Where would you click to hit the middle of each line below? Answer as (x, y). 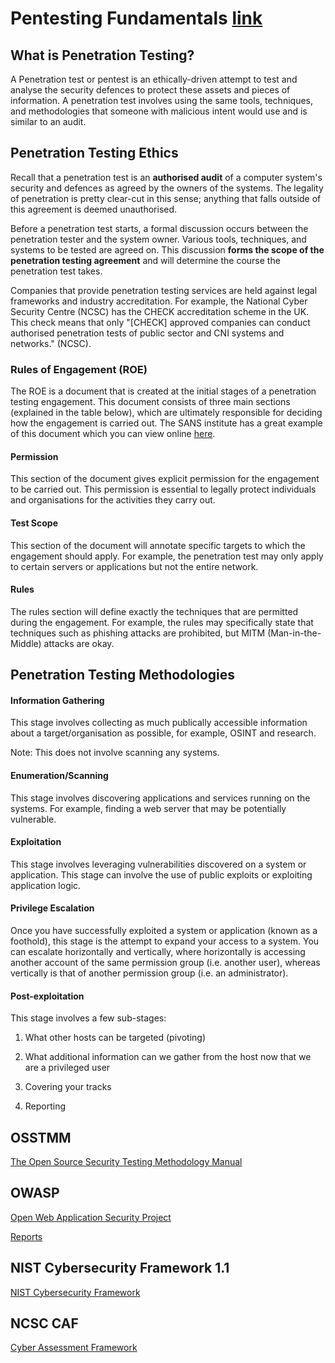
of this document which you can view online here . (113, 434)
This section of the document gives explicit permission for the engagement (165, 479)
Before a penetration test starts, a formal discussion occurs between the (159, 228)
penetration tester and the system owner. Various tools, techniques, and (158, 239)
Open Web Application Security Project (91, 1217)
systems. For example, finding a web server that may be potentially (148, 808)
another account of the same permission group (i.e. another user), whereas (165, 962)
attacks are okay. (79, 643)
